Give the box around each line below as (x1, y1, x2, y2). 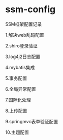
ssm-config (5, 4, 56, 15)
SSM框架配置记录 (5, 21, 42, 27)
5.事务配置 (5, 75, 27, 81)
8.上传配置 (5, 107, 27, 114)
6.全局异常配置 (5, 86, 37, 92)
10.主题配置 (5, 129, 29, 135)
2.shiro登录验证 (5, 42, 38, 49)
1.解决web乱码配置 (5, 32, 44, 38)
